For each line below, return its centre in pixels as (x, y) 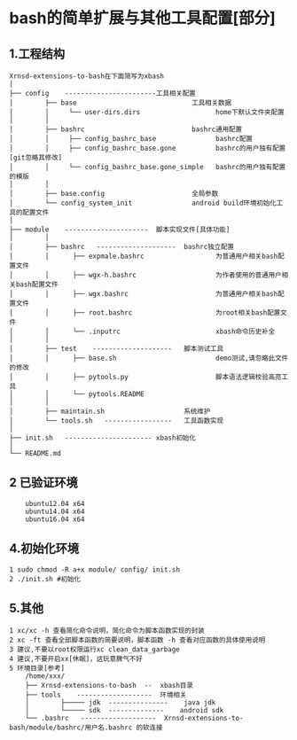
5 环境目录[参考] (37, 669)
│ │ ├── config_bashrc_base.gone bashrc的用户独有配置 (148, 148)
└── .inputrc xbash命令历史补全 (174, 331)
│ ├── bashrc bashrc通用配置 (125, 129)
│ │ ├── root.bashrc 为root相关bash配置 (145, 313)
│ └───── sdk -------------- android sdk (125, 711)
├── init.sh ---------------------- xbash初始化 (103, 438)
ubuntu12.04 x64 (55, 503)
